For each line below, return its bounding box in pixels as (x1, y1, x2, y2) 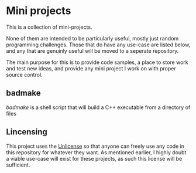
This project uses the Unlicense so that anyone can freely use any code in (6, 143, 185, 150)
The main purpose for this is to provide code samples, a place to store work (6, 59, 188, 66)
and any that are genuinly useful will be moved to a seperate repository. (6, 47, 179, 54)
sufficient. (6, 161, 30, 168)
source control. (6, 71, 43, 78)
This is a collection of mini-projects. (6, 23, 92, 30)
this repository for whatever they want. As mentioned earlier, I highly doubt (6, 148, 187, 156)
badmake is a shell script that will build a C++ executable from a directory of (6, 104, 191, 111)
